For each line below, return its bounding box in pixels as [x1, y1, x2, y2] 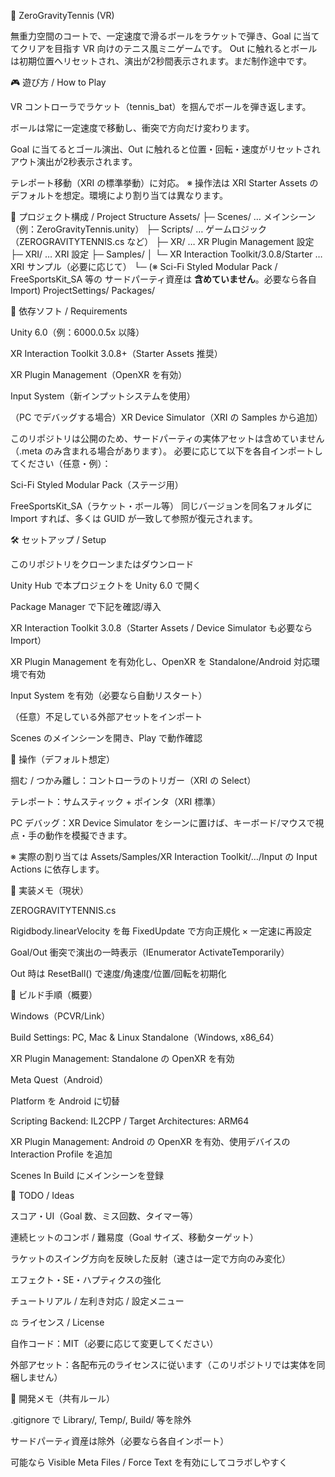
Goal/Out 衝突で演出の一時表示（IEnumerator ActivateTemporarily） [10, 946, 290, 958]
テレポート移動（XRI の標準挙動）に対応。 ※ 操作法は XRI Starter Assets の [10, 177, 319, 189]
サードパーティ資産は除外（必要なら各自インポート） [10, 1435, 230, 1447]
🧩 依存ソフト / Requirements [10, 305, 128, 317]
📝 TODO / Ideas [10, 1190, 75, 1201]
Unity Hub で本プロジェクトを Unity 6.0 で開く [10, 580, 202, 591]
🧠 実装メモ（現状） [10, 885, 90, 896]
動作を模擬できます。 [44, 830, 133, 841]
